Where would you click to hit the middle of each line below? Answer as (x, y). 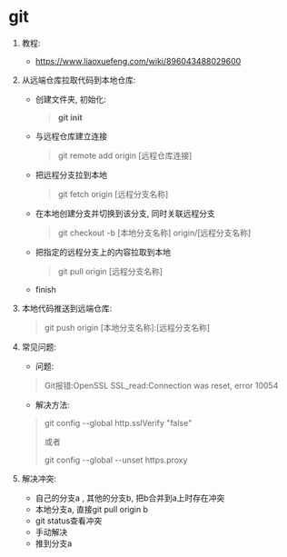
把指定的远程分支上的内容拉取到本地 (103, 252)
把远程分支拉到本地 (71, 174)
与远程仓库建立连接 (71, 136)
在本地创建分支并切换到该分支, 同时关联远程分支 (125, 213)
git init (70, 117)
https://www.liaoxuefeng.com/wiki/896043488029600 (138, 61)
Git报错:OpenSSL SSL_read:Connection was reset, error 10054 (161, 385)
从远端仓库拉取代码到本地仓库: (79, 80)
